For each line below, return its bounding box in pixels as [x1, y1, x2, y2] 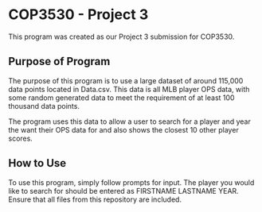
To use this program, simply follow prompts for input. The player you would [8, 177, 255, 187]
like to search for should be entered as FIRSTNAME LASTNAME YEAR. [8, 186, 239, 195]
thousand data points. [8, 101, 80, 110]
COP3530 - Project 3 [8, 6, 149, 24]
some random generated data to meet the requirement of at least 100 [8, 93, 235, 102]
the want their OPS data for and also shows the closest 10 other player [8, 125, 239, 134]
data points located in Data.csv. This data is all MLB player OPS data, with [8, 84, 250, 94]
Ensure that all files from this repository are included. [8, 195, 182, 204]
